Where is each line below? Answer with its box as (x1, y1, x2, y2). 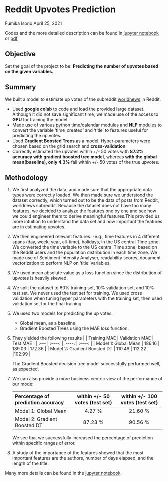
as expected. (12, 366, 39, 372)
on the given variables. (5, 68, 54, 74)
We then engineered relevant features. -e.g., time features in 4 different (12, 234, 160, 240)
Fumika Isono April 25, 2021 (5, 20, 62, 26)
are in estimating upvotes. (12, 224, 66, 230)
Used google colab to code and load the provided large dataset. (12, 106, 145, 112)
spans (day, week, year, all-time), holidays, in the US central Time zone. (12, 239, 160, 245)
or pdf (5, 35, 18, 41)
